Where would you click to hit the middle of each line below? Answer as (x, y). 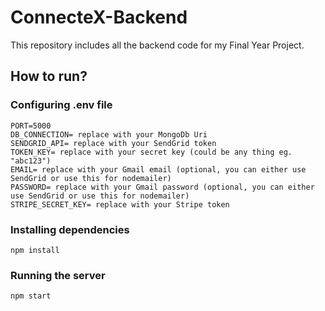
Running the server (58, 275)
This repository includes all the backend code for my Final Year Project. (157, 45)
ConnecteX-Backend (99, 17)
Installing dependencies (70, 229)
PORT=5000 (31, 126)
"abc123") (31, 161)
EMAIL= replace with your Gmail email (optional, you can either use (158, 169)
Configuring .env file (61, 105)
